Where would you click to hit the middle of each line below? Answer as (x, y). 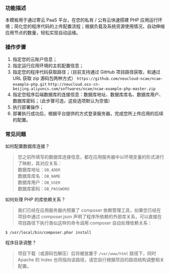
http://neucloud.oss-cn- (74, 84)
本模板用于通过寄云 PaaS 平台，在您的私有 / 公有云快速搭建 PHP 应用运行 (82, 20)
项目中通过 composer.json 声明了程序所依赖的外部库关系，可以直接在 (90, 216)
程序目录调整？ (21, 243)
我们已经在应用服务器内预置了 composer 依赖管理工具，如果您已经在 (89, 210)
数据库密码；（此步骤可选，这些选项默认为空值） (62, 100)
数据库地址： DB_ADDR (39, 169)
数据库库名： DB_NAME (39, 176)
